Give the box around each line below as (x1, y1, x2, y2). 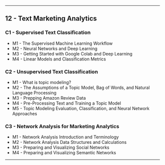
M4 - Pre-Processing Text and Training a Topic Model (12, 100, 121, 106)
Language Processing (12, 89, 56, 96)
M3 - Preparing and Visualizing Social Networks (12, 144, 110, 150)
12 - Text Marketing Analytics (5, 14, 97, 23)
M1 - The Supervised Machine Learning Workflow (12, 40, 113, 46)
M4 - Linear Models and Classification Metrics (12, 56, 107, 62)
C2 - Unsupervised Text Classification (5, 68, 98, 75)
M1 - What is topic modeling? (12, 79, 71, 85)
